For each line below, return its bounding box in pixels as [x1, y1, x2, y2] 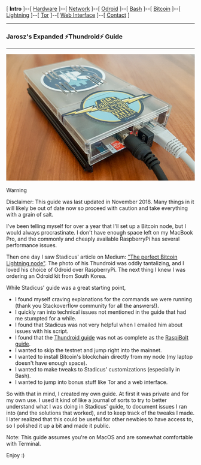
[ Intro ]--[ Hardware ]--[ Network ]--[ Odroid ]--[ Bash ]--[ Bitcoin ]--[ [6, 5, 181, 12]
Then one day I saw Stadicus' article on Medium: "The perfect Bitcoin [6, 253, 178, 260]
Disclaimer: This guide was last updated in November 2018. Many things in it [6, 198, 194, 205]
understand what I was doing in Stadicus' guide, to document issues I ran [6, 403, 187, 410]
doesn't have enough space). [14, 359, 87, 367]
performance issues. [6, 241, 57, 248]
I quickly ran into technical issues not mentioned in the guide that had [14, 308, 187, 316]
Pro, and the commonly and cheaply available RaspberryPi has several [6, 235, 180, 242]
